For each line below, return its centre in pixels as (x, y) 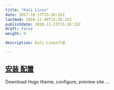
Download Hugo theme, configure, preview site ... (57, 81)
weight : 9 (16, 34)
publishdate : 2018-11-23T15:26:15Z (43, 24)
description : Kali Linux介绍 (35, 43)
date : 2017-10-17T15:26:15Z (35, 15)
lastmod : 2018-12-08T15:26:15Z (38, 19)
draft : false (19, 29)
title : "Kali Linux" (27, 10)
